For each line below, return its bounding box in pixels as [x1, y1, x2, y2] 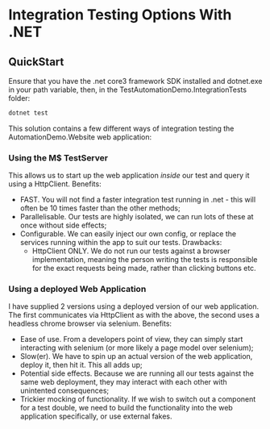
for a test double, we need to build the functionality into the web [19, 403, 234, 413]
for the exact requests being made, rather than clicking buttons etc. [31, 264, 256, 273]
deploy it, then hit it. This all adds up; [19, 360, 143, 370]
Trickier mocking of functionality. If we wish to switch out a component [19, 394, 256, 404]
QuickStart [8, 55, 64, 69]
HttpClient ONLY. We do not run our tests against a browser [31, 246, 231, 256]
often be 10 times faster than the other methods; [19, 203, 181, 213]
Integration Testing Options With [8, 6, 232, 24]
